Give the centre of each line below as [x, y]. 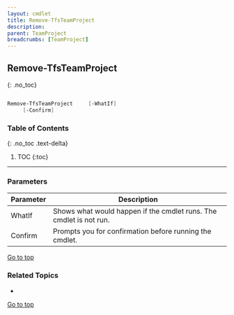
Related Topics [33, 275]
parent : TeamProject [37, 33]
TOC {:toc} [33, 156]
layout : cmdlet [29, 14]
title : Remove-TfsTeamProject [51, 20]
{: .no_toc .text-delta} [38, 143]
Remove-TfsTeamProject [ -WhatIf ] [62, 103]
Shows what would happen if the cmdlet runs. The [135, 212]
